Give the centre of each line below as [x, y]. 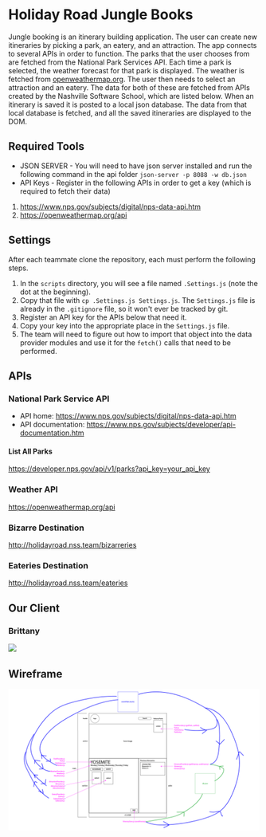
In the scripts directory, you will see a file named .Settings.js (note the [139, 283]
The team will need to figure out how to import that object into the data [136, 334]
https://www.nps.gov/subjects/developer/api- [161, 425]
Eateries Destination [49, 565]
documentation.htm [52, 433]
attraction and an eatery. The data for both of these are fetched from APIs [129, 87]
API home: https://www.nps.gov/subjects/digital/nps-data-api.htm [128, 416]
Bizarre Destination [47, 528]
